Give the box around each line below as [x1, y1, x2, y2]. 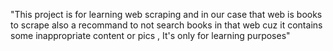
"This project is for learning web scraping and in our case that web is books [10, 9, 323, 20]
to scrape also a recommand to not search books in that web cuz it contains [10, 19, 323, 31]
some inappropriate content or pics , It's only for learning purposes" [10, 30, 291, 41]
